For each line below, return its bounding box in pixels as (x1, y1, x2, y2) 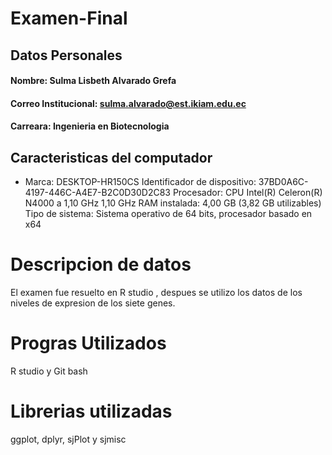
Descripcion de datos (10, 253, 192, 276)
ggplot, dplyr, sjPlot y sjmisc (10, 433, 127, 445)
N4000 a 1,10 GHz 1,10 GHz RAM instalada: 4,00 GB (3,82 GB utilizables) (24, 197, 322, 209)
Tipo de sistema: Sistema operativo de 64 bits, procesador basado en (24, 208, 313, 220)
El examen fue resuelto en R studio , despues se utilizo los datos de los (10, 287, 303, 299)
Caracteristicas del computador (10, 149, 213, 166)
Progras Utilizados (10, 332, 167, 355)
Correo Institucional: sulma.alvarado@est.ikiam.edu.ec (10, 97, 247, 109)
